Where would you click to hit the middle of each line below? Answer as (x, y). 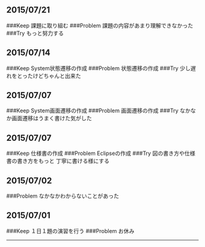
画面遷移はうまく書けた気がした (52, 118)
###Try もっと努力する (35, 33)
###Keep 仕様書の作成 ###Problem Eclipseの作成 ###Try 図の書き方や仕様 (101, 153)
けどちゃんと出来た (57, 76)
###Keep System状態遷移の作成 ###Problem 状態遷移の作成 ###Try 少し (99, 68)
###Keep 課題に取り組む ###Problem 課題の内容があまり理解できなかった (100, 25)
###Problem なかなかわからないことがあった (63, 196)
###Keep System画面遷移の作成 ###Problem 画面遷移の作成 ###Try (92, 111)
